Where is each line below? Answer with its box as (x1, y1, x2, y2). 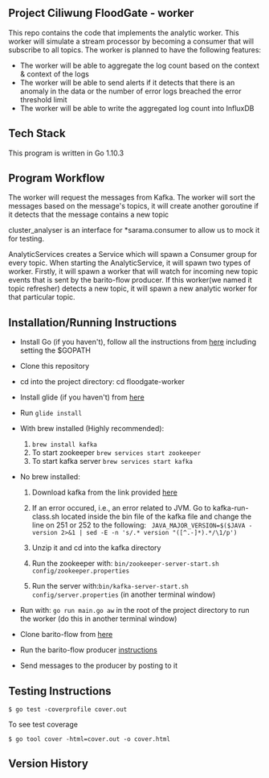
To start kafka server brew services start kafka (31, 457, 193, 466)
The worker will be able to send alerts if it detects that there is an (19, 77, 235, 87)
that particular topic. (8, 292, 75, 302)
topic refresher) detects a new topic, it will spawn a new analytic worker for (8, 283, 258, 293)
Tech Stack (8, 126, 66, 140)
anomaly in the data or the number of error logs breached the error (19, 86, 243, 96)
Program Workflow (8, 172, 105, 185)
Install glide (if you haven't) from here (19, 392, 145, 402)
